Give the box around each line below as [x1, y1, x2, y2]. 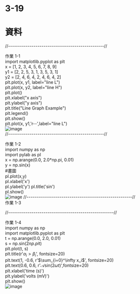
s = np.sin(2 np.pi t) [5, 240, 42, 246]
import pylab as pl [5, 152, 41, 158]
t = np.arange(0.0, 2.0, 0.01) [5, 236, 61, 241]
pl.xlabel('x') [5, 179, 30, 184]
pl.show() [5, 189, 24, 195]
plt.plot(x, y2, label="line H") [5, 85, 62, 91]
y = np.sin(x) [5, 162, 31, 168]
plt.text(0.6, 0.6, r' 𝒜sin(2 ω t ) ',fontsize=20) [5, 262, 89, 268]
